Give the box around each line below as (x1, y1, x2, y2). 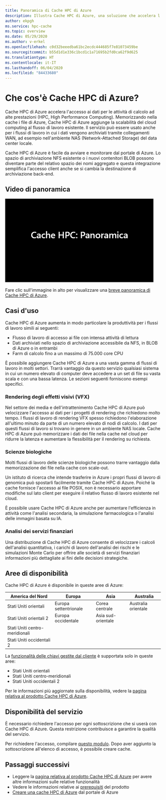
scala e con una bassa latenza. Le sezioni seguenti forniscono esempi (5, 376, 148, 382)
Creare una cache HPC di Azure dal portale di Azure (12, 789, 119, 796)
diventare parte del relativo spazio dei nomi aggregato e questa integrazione (5, 161, 161, 167)
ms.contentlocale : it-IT (5, 60, 56, 65)
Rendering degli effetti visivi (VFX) (5, 393, 90, 400)
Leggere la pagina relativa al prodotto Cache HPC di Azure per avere (12, 774, 152, 780)
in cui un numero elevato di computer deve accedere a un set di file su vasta (5, 370, 161, 376)
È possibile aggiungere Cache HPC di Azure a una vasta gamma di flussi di (5, 360, 157, 366)
